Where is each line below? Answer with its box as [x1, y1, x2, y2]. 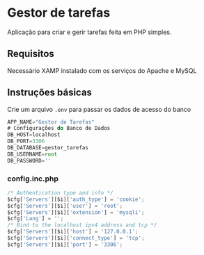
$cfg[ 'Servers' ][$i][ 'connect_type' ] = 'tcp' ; [7, 235, 145, 242]
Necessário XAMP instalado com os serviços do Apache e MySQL [7, 66, 197, 74]
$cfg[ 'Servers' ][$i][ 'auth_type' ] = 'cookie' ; [7, 196, 145, 203]
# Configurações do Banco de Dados [7, 125, 111, 132]
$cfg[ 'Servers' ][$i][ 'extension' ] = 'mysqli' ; [7, 208, 145, 216]
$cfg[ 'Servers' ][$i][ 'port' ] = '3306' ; [7, 241, 123, 248]
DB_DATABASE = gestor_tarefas [7, 145, 89, 151]
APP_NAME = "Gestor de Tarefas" [7, 118, 95, 126]
